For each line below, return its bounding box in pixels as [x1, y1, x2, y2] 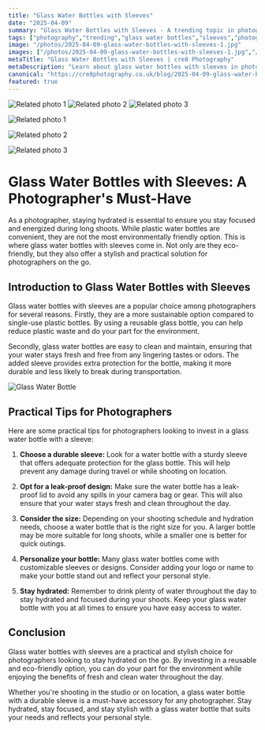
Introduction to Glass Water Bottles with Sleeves [8, 280, 251, 294]
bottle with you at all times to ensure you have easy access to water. [19, 603, 242, 612]
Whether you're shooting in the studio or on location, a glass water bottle [8, 687, 246, 697]
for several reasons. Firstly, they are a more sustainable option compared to [8, 309, 254, 320]
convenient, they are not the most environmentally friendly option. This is [8, 232, 246, 241]
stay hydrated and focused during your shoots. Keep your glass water [19, 595, 247, 605]
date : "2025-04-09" [8, 19, 73, 27]
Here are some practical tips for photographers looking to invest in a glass [8, 426, 249, 436]
